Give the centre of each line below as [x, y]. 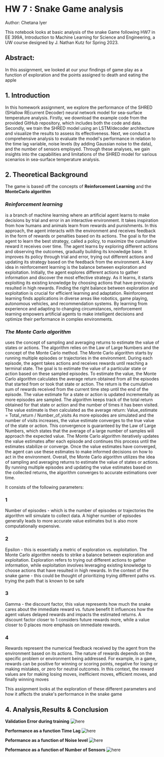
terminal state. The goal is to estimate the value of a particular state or [76, 368]
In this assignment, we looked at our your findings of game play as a [74, 70]
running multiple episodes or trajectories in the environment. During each [79, 358]
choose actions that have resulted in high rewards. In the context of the [77, 570]
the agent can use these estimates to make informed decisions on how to [79, 451]
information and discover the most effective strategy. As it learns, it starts [79, 277]
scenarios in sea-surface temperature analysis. [53, 159]
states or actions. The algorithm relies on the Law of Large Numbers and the [82, 347]
